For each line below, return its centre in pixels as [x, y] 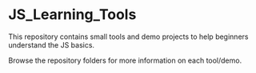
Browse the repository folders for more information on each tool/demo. [125, 60]
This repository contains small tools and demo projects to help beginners [128, 36]
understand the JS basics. [51, 44]
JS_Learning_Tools [72, 15]
